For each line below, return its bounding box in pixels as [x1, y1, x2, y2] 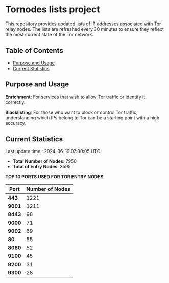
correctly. [5, 99, 26, 105]
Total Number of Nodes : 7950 [12, 158, 77, 164]
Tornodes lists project [5, 4, 101, 15]
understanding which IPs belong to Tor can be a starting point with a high [5, 114, 160, 121]
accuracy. [5, 120, 27, 126]
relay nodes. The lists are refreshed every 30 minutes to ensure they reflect [5, 26, 164, 32]
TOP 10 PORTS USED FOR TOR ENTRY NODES [5, 173, 104, 180]
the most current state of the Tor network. [5, 31, 93, 37]
